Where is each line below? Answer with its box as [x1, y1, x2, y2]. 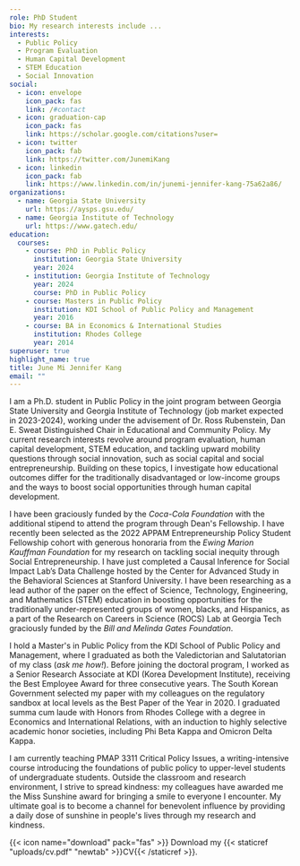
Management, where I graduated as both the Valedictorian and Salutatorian [9, 650, 287, 661]
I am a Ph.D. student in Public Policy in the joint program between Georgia [9, 396, 282, 407]
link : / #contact [25, 105, 87, 114]
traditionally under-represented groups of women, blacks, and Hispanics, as [9, 604, 290, 615]
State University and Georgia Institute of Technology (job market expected [9, 405, 284, 417]
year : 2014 [32, 338, 74, 347]
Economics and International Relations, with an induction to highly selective [9, 716, 287, 727]
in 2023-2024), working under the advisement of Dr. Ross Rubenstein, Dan [9, 415, 286, 426]
